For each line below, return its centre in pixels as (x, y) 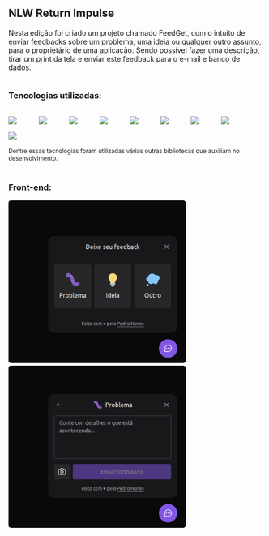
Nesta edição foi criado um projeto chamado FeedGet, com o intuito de (127, 32)
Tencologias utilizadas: (55, 95)
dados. (20, 67)
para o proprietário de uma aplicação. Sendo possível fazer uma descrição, (134, 50)
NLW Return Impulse (62, 13)
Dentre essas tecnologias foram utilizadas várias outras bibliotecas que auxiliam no (124, 152)
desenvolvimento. (33, 159)
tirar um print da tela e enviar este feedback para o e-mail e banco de (124, 58)
